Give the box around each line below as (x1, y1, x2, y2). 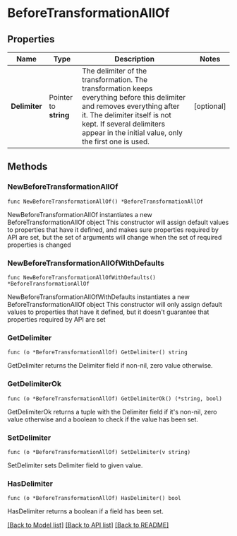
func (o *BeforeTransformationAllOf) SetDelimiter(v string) (7, 448, 191, 455)
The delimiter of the (82, 66, 147, 76)
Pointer (49, 93, 73, 102)
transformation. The (82, 75, 148, 84)
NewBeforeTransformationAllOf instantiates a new (7, 210, 153, 219)
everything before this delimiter (82, 93, 186, 102)
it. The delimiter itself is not (82, 110, 171, 120)
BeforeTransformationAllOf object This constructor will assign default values (7, 218, 229, 226)
